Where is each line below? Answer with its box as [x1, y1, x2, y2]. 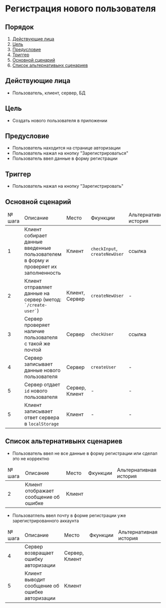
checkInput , [90, 245, 118, 252]
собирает [24, 232, 47, 239]
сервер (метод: [24, 296, 62, 303]
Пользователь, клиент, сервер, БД [12, 90, 85, 96]
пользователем [24, 251, 62, 258]
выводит [24, 576, 45, 583]
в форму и [24, 257, 49, 264]
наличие [24, 328, 45, 335]
